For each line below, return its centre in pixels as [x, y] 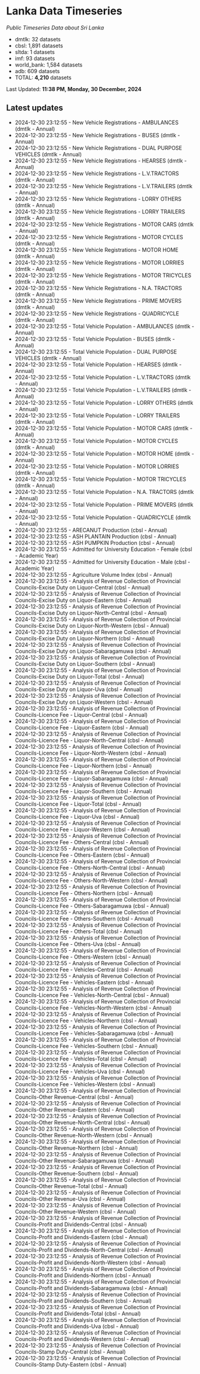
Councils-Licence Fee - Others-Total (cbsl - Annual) [79, 931]
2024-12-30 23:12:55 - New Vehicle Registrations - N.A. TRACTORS [98, 288]
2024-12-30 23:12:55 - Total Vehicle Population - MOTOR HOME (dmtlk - [104, 453]
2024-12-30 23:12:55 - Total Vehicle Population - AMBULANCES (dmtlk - [104, 326]
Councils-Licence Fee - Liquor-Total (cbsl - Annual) [78, 804]
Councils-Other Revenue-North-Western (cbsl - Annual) [84, 1135]
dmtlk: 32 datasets [38, 39]
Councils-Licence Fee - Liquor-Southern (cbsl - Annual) [84, 791]
